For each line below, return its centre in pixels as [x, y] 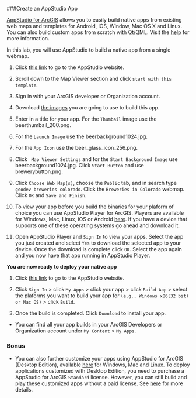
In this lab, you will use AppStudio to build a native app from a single [89, 50]
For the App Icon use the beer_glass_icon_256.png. [76, 148]
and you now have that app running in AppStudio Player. [83, 255]
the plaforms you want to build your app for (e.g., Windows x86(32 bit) [102, 296]
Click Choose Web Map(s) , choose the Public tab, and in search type [96, 183]
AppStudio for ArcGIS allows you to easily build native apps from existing [94, 20]
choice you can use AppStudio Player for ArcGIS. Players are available [99, 213]
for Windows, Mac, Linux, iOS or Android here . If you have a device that [101, 219]
